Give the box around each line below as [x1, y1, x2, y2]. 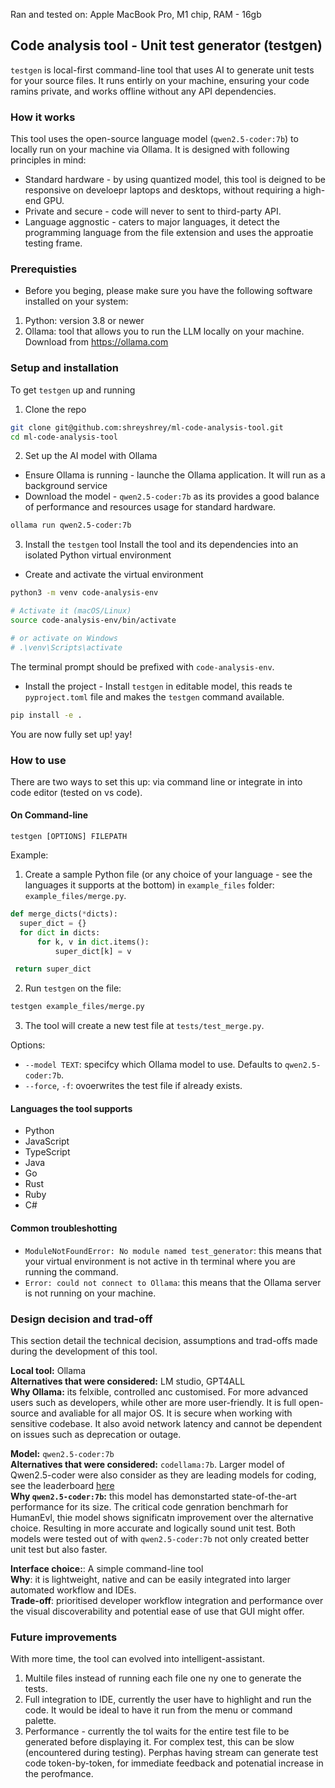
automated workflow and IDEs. [10, 1584, 137, 1596]
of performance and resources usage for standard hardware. [24, 501, 277, 513]
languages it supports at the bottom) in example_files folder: [24, 879, 275, 891]
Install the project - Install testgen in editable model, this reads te [24, 680, 293, 692]
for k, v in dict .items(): [36, 937, 150, 947]
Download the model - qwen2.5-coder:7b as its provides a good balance [24, 490, 320, 503]
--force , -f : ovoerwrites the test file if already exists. [24, 1080, 243, 1092]
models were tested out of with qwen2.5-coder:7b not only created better [10, 1532, 310, 1544]
